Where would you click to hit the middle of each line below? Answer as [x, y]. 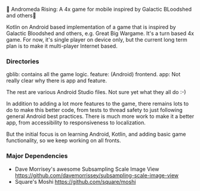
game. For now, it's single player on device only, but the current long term [97, 40]
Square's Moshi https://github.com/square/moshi [75, 181]
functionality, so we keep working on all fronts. [64, 140]
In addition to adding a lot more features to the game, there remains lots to [98, 104]
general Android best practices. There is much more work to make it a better [100, 117]
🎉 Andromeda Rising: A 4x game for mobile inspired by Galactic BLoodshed [99, 9]
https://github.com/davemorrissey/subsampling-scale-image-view [97, 175]
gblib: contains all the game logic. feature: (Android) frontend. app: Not [93, 74]
